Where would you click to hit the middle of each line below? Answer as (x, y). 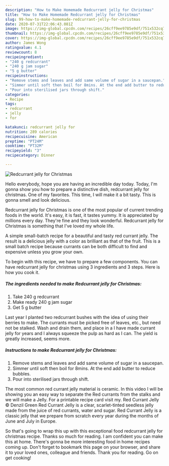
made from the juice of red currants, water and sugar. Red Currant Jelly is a (83, 410)
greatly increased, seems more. (38, 339)
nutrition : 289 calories (31, 132)
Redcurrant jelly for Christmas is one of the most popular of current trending (84, 210)
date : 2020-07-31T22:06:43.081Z (39, 24)
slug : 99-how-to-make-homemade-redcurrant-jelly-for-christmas (73, 19)
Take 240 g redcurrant (36, 297)
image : (12, 29)
